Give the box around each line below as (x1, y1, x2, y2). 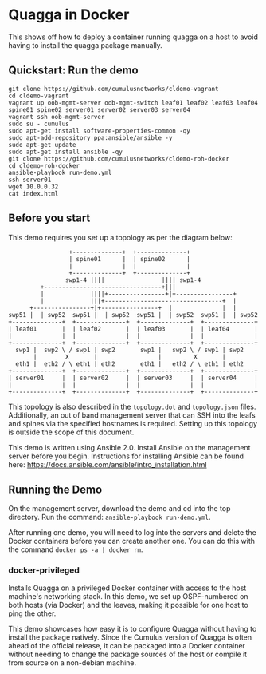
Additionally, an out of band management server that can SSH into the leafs (8, 410, 256, 420)
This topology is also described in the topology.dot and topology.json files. (8, 402, 256, 411)
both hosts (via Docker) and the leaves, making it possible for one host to (8, 600, 248, 609)
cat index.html (8, 189, 59, 197)
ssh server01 (8, 176, 52, 184)
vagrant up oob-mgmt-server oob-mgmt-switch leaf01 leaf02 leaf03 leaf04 (8, 98, 259, 107)
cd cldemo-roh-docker (8, 161, 80, 169)
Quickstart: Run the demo (8, 64, 139, 77)
